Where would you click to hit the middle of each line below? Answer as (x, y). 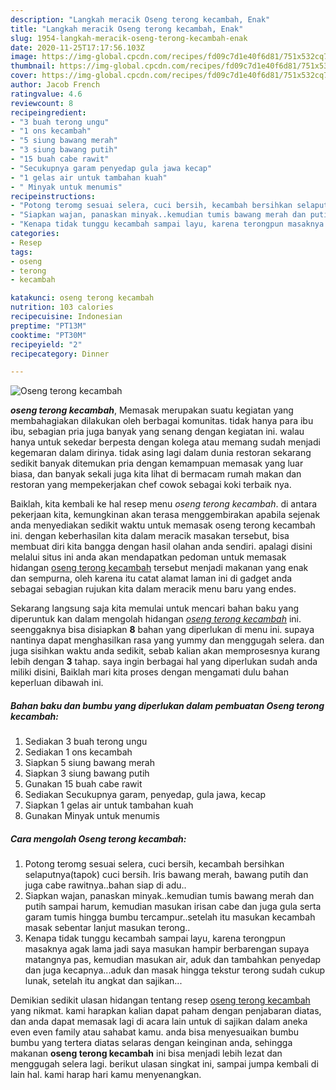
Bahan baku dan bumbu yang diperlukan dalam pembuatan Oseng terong (167, 705)
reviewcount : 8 (42, 103)
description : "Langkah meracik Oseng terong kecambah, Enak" (140, 19)
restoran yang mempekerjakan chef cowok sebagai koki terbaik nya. (151, 485)
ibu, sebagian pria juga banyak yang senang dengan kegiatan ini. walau (157, 432)
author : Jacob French (55, 85)
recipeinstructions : (53, 196)
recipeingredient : (48, 112)
